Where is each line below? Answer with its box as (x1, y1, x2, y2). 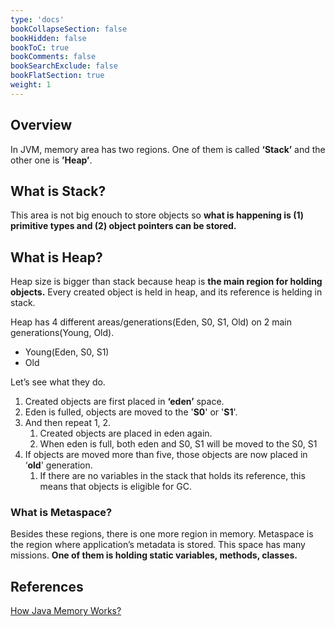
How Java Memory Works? (10, 605, 122, 617)
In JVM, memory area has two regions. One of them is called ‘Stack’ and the (10, 143, 326, 155)
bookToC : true (10, 42, 70, 53)
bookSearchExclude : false (10, 61, 118, 71)
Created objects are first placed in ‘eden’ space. (24, 396, 225, 408)
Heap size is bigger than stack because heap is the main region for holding (10, 276, 323, 288)
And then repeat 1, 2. (24, 417, 112, 429)
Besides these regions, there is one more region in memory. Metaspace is (10, 528, 314, 540)
